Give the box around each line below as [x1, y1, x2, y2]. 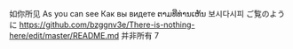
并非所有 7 [121, 31, 160, 40]
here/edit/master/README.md [9, 31, 120, 40]
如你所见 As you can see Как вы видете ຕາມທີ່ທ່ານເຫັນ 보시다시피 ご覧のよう [9, 9, 286, 18]
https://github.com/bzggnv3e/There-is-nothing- [19, 19, 195, 30]
